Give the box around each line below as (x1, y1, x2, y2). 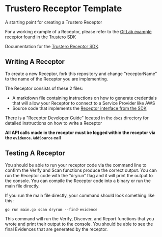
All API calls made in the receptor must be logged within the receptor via (5, 130, 156, 135)
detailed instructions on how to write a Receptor (5, 120, 102, 126)
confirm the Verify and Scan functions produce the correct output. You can (5, 167, 157, 173)
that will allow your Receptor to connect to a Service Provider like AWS (12, 100, 156, 106)
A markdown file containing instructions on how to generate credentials (12, 95, 157, 101)
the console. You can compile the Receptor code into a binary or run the (5, 178, 151, 184)
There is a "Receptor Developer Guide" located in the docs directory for (5, 115, 149, 121)
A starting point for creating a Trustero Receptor (5, 19, 102, 25)
